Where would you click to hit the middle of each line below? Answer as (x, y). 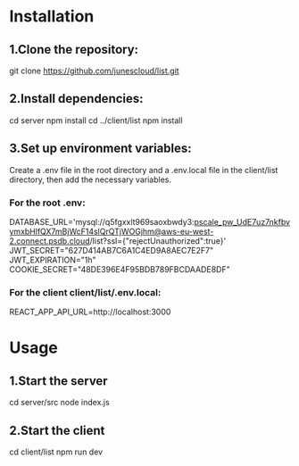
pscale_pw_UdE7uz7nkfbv (242, 221)
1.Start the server (59, 381)
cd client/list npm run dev (56, 452)
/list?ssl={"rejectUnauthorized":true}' (158, 241)
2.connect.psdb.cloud (50, 241)
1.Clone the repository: (74, 50)
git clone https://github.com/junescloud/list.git (95, 71)
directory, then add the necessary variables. (91, 179)
